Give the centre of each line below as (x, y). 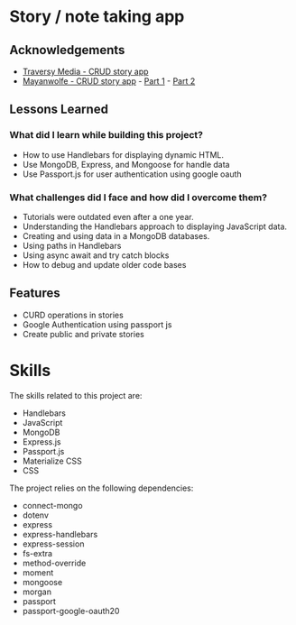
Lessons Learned (59, 110)
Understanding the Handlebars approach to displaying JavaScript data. (154, 226)
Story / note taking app (97, 17)
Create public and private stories (83, 334)
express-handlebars (60, 534)
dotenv (36, 515)
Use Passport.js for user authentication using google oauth (132, 174)
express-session (53, 544)
